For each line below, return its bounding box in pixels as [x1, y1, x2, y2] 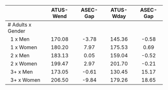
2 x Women [10, 60, 37, 67]
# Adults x [7, 21, 31, 28]
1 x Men [10, 36, 30, 42]
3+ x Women [10, 76, 41, 83]
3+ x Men [10, 68, 33, 75]
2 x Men [10, 52, 30, 59]
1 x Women [10, 44, 37, 51]
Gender [7, 28, 25, 34]
